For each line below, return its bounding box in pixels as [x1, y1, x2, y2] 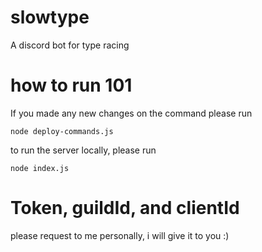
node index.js [10, 163, 70, 173]
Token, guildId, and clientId [10, 197, 240, 220]
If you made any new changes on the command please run [10, 107, 253, 119]
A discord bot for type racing [10, 39, 130, 51]
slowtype [10, 6, 90, 29]
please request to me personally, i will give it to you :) [10, 229, 230, 241]
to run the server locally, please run [10, 144, 157, 156]
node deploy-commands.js [10, 126, 114, 136]
